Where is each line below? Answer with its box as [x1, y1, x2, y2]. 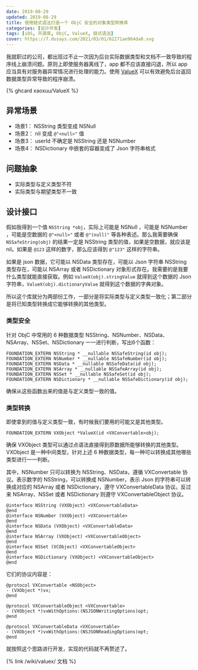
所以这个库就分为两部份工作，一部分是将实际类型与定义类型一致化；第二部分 [6, 293, 192, 300]
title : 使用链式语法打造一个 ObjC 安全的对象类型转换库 [6, 20, 128, 25]
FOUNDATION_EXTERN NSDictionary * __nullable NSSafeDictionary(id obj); [6, 376, 189, 382]
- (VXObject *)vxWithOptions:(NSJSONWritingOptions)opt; [6, 608, 149, 614]
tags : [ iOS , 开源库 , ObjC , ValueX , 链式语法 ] [6, 31, 114, 37]
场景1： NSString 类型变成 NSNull [14, 122, 96, 130]
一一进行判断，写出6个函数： [85, 338, 156, 346]
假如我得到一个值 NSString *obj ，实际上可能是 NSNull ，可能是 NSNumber [6, 224, 188, 231]
